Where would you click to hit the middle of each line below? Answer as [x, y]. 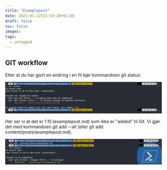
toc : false [16, 26]
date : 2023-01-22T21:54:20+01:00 [40, 16]
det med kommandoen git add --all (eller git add [54, 127]
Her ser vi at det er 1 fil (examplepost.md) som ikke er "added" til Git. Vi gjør [83, 121]
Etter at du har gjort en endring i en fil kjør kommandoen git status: [73, 75]
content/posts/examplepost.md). [39, 132]
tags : [11, 37]
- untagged [21, 42]
